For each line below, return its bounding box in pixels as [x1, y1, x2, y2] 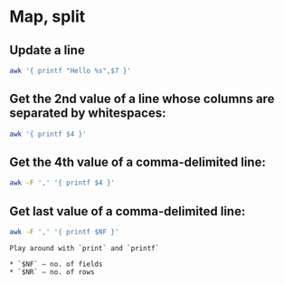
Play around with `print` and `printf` [9, 243, 160, 252]
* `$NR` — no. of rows [9, 267, 95, 277]
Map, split [9, 6, 86, 27]
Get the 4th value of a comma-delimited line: [9, 154, 267, 169]
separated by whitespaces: [9, 106, 166, 121]
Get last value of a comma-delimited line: [9, 204, 246, 219]
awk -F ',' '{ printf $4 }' [9, 178, 116, 187]
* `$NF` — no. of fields [9, 260, 103, 269]
